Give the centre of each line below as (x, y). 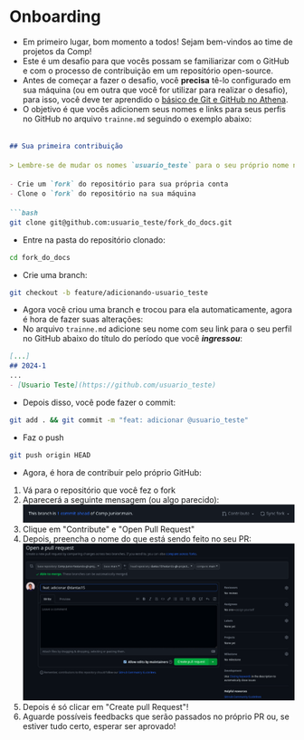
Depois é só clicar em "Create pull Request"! (105, 707)
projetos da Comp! (57, 51)
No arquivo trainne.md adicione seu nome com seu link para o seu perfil (157, 329)
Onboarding (55, 17)
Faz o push (43, 437)
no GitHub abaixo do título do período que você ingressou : (132, 339)
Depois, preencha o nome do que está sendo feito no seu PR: (137, 539)
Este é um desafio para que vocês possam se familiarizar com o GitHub (156, 61)
